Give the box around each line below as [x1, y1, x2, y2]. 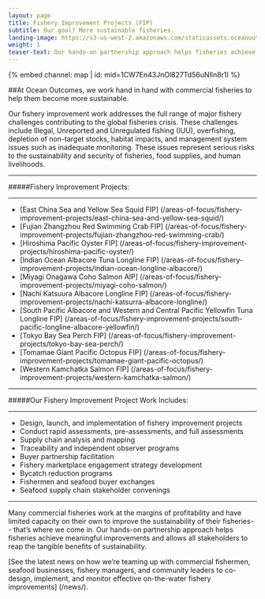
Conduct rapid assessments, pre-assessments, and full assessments [19, 427, 244, 435]
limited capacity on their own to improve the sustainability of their [8, 517, 221, 526]
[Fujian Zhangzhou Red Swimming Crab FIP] [19, 222, 164, 231]
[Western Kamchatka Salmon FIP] [19, 364, 129, 374]
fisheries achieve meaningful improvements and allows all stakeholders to [8, 533, 248, 542]
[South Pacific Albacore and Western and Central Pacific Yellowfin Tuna [19, 306, 253, 315]
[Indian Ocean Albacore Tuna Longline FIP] [19, 255, 159, 265]
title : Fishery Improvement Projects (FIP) [8, 19, 154, 27]
